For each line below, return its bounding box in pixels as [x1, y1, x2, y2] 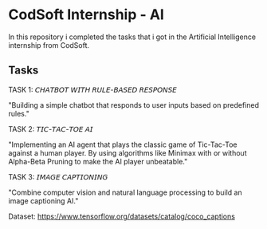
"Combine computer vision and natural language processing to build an [8, 188, 242, 197]
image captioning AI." [8, 195, 79, 205]
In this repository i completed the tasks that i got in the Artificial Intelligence [8, 32, 257, 41]
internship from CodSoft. [8, 40, 90, 49]
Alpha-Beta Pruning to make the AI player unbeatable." [8, 156, 188, 166]
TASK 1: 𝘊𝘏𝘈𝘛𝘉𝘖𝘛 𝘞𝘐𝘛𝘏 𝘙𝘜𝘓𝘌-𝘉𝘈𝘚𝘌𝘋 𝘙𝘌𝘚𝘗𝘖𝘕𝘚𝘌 [8, 85, 177, 94]
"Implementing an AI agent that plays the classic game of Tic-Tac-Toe [8, 140, 238, 149]
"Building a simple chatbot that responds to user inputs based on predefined [8, 100, 259, 109]
